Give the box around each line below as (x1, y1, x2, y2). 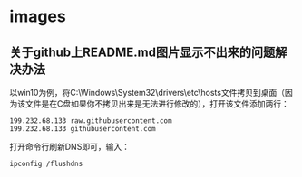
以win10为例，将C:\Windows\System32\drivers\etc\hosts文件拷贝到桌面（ (9, 88, 286, 98)
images (9, 6, 66, 27)
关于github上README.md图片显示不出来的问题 (9, 44, 276, 60)
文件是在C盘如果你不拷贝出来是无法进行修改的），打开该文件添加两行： (24, 98, 290, 109)
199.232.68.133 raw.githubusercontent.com (9, 116, 172, 126)
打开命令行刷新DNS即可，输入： (9, 142, 130, 152)
